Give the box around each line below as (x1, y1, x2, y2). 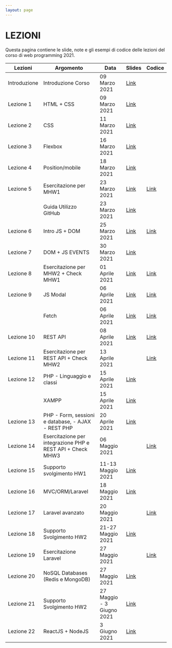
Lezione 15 (8, 466, 35, 474)
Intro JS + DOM (43, 227, 80, 234)
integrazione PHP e (43, 439, 90, 446)
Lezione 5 (8, 185, 32, 192)
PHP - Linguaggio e (43, 372, 91, 380)
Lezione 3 (8, 143, 32, 150)
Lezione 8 (8, 270, 32, 277)
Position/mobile (43, 164, 81, 171)
